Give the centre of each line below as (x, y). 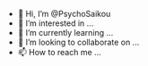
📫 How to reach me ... (59, 52)
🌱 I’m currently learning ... (65, 33)
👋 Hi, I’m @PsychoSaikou (64, 14)
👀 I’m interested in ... (56, 23)
